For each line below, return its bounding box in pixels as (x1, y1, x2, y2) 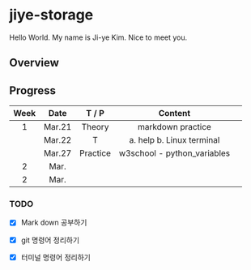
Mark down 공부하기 (20, 217, 87, 228)
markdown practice (137, 122, 211, 133)
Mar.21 (44, 122, 72, 133)
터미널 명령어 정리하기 (20, 252, 91, 262)
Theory (81, 122, 109, 133)
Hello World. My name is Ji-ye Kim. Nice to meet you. (9, 32, 188, 42)
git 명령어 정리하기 (20, 235, 80, 245)
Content (158, 108, 191, 119)
